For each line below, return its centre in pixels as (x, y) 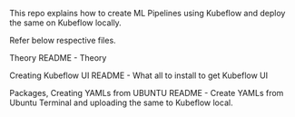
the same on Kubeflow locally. (66, 23)
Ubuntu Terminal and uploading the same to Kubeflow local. (121, 102)
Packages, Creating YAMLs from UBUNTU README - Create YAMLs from (147, 93)
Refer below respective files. (63, 40)
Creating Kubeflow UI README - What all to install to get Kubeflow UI (139, 75)
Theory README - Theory (58, 58)
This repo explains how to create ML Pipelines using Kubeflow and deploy (147, 13)
